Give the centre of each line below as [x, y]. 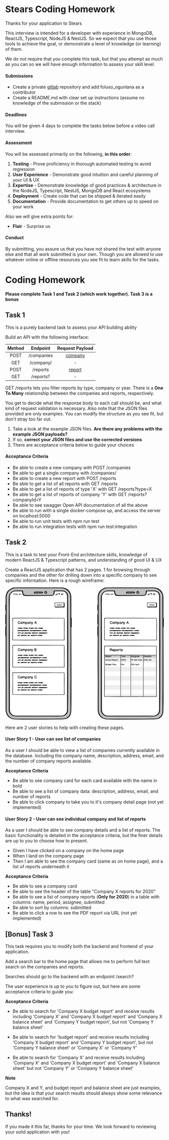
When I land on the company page [48, 856]
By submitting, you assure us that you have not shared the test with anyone [83, 249]
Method [16, 348]
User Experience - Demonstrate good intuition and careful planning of [85, 174]
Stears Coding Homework [60, 9]
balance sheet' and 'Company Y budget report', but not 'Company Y [83, 1022]
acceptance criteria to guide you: [39, 992]
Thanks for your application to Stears [44, 23]
